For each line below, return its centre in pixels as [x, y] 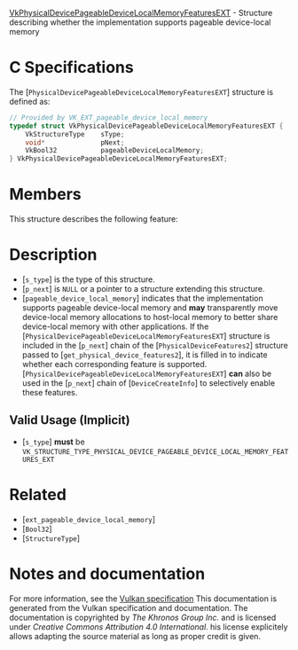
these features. [50, 393]
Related [38, 495]
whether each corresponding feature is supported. [114, 364]
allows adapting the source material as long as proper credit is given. [135, 636]
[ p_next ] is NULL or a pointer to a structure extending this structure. [143, 289]
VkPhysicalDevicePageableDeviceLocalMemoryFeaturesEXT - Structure [141, 13]
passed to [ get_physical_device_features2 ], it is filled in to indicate [145, 355]
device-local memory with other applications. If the [115, 326]
